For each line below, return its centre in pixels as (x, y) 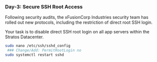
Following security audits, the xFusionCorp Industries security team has (77, 17)
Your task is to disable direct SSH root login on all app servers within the (77, 32)
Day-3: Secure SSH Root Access (44, 7)
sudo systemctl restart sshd (35, 55)
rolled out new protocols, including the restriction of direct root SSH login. (79, 22)
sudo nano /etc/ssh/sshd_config (38, 46)
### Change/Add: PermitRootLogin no (44, 50)
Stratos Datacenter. (24, 37)
